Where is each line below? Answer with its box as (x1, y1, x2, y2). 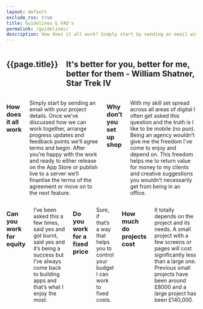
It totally (154, 206, 175, 213)
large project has (154, 290, 196, 297)
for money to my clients (129, 163, 189, 171)
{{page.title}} (6, 59, 59, 70)
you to (95, 244, 112, 252)
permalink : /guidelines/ (6, 25, 69, 32)
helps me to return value (129, 157, 191, 164)
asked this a (33, 212, 63, 220)
